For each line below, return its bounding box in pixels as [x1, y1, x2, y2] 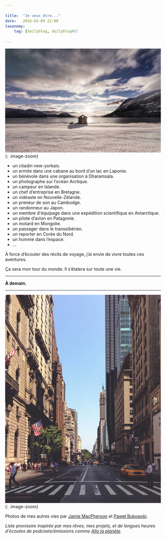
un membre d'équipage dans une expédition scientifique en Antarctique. [12, 210, 160, 216]
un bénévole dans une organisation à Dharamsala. [12, 173, 115, 179]
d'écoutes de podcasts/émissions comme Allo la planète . [5, 528, 122, 534]
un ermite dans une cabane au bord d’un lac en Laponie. [12, 168, 127, 174]
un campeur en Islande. [12, 184, 61, 190]
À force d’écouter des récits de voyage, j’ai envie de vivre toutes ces [5, 251, 144, 257]
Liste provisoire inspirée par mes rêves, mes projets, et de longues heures [5, 523, 156, 529]
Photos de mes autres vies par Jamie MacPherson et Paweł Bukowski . [5, 513, 148, 519]
